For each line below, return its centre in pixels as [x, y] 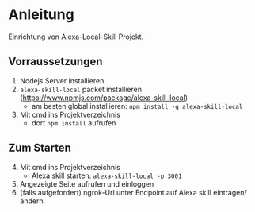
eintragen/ [230, 192]
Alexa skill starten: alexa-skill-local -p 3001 [107, 175]
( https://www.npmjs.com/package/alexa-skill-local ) [104, 98]
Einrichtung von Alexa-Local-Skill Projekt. [76, 37]
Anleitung [41, 15]
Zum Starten [40, 148]
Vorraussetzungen [55, 62]
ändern [31, 201]
